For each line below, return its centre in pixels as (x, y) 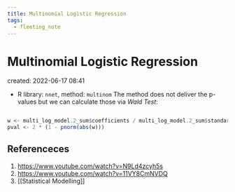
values (27, 102)
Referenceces (38, 149)
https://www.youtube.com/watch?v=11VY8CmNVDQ (92, 173)
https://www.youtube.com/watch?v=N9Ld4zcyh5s (90, 166)
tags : (15, 20)
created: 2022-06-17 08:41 (46, 81)
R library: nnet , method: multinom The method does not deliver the (112, 95)
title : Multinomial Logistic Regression (67, 14)
